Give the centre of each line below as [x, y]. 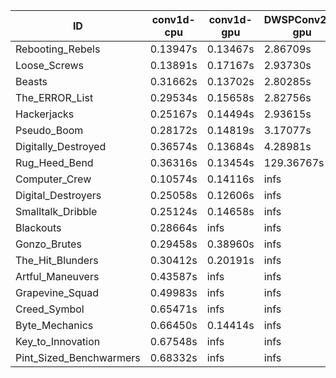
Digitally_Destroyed [61, 146]
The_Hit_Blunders [57, 260]
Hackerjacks [45, 114]
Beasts [31, 81]
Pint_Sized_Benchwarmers [78, 357]
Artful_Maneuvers [57, 276]
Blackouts [38, 227]
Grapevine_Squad [57, 292]
